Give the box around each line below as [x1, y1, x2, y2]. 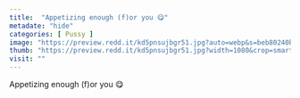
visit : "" [9, 54, 46, 63]
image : [9, 37, 34, 47]
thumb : [9, 46, 34, 55]
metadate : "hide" [9, 21, 74, 30]
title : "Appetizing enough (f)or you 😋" [9, 12, 169, 22]
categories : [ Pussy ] [9, 29, 94, 38]
